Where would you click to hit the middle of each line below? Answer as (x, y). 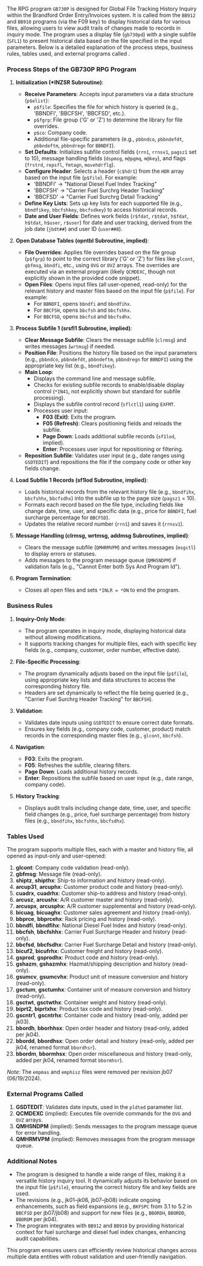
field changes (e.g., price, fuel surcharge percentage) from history (107, 814)
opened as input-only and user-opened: (56, 856)
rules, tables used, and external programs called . (69, 53)
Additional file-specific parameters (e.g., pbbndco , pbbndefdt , (108, 139)
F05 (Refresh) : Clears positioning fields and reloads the (112, 424)
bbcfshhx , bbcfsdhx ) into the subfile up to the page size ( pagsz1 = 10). (110, 499)
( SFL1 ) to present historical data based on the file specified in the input (95, 41)
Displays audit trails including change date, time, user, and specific (108, 808)
